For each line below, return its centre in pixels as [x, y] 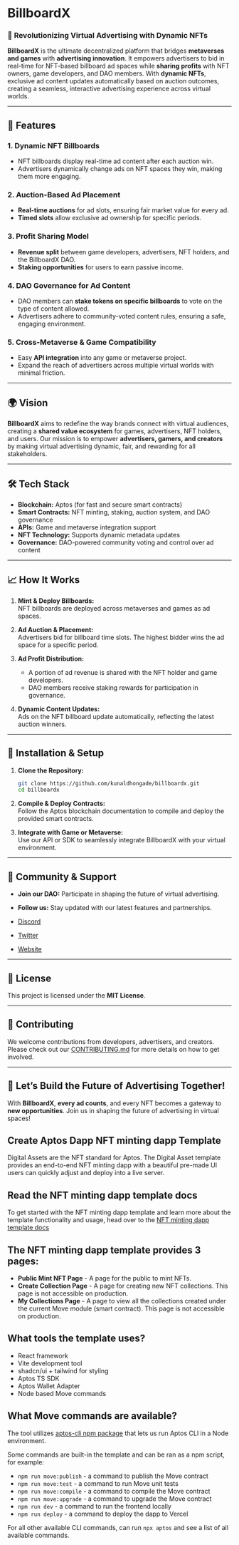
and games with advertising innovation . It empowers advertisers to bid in [116, 58]
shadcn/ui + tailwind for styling [63, 1370]
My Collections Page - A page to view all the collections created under [122, 1301]
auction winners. [42, 724]
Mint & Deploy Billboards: [56, 601]
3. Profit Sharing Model [48, 237]
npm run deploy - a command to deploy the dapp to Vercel [103, 1514]
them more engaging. [49, 177]
